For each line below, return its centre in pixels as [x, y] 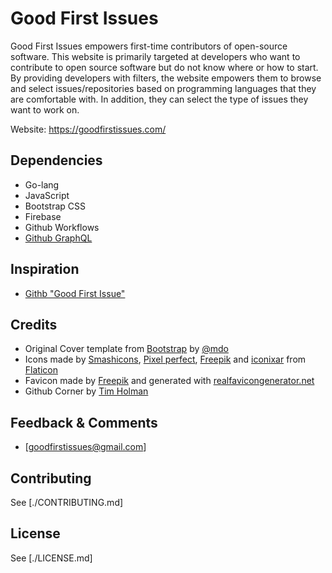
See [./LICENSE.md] [51, 558]
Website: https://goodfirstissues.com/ [88, 129]
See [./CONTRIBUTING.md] [67, 502]
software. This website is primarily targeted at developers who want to [155, 56]
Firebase [43, 216]
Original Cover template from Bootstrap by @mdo [126, 349]
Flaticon [41, 370]
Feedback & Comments [84, 422]
